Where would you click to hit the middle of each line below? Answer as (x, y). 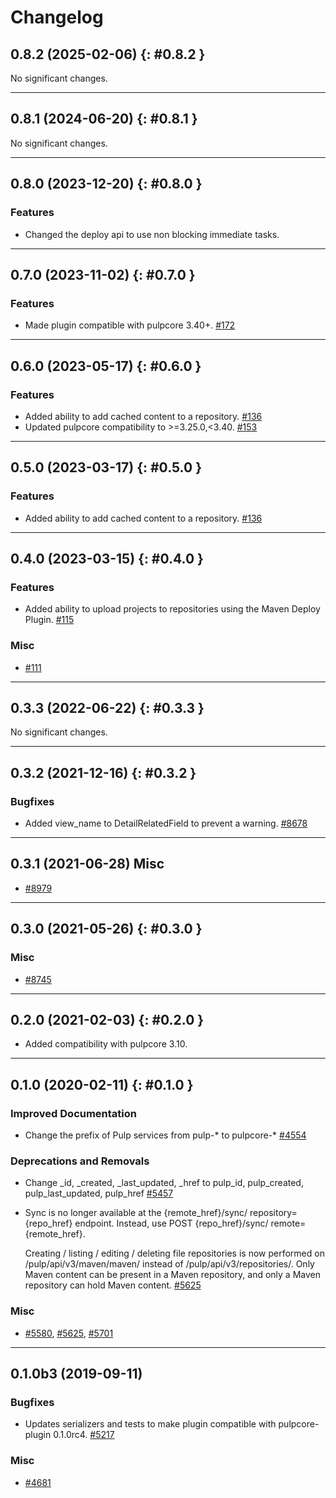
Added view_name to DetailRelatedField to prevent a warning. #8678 (166, 823)
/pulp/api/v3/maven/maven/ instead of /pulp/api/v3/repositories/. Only (169, 1264)
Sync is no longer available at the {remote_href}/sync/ (136, 1213)
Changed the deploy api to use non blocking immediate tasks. (152, 234)
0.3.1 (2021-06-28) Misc (87, 864)
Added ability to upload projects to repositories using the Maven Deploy (172, 609)
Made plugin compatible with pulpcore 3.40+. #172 (130, 325)
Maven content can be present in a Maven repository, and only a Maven (172, 1275)
